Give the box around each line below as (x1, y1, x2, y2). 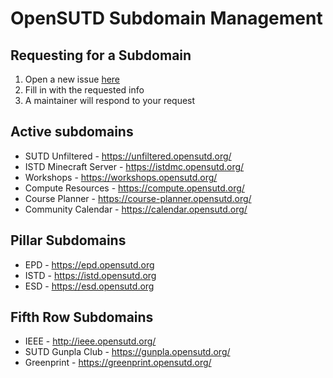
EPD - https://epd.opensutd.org (24, 258, 155, 271)
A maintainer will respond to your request (24, 95, 196, 106)
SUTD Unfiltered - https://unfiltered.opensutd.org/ (24, 150, 232, 162)
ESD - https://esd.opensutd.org (24, 280, 155, 292)
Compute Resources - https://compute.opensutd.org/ (24, 182, 245, 194)
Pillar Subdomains (10, 232, 127, 249)
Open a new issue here (24, 73, 121, 85)
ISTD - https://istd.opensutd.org (24, 269, 157, 281)
